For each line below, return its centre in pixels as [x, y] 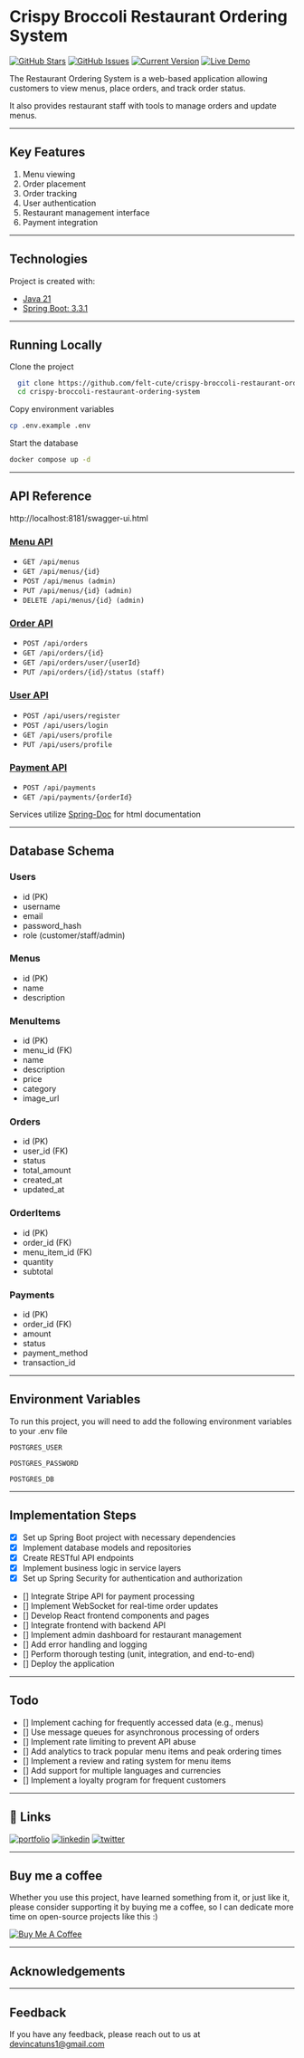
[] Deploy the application [68, 1663]
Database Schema [62, 852]
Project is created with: [52, 281]
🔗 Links [30, 1817]
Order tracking [50, 193]
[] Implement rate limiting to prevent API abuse [109, 1741]
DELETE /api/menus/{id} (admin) [83, 600]
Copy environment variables [62, 409]
